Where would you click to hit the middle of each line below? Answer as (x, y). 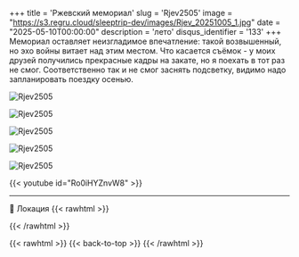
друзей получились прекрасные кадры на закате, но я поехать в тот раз (147, 60)
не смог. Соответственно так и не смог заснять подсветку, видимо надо (148, 70)
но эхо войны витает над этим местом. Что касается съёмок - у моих (142, 51)
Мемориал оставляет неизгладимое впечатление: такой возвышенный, (145, 41)
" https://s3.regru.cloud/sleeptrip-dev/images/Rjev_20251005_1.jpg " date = (145, 22)
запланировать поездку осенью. (71, 79)
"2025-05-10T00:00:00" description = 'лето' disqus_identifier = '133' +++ (145, 32)
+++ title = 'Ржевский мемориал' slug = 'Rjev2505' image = (121, 13)
